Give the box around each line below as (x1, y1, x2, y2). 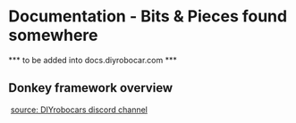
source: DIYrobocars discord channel (10, 104, 148, 115)
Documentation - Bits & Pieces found (8, 6, 288, 27)
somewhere (8, 25, 99, 45)
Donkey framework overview (8, 80, 173, 95)
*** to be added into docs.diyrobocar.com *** (8, 54, 178, 65)
